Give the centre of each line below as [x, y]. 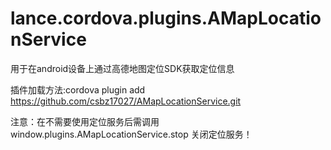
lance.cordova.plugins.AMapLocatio [166, 18]
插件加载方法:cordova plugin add [78, 89]
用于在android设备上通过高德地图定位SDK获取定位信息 [122, 68]
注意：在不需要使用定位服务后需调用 [85, 121]
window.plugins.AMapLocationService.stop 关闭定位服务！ [131, 134]
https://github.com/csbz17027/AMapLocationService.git [126, 101]
